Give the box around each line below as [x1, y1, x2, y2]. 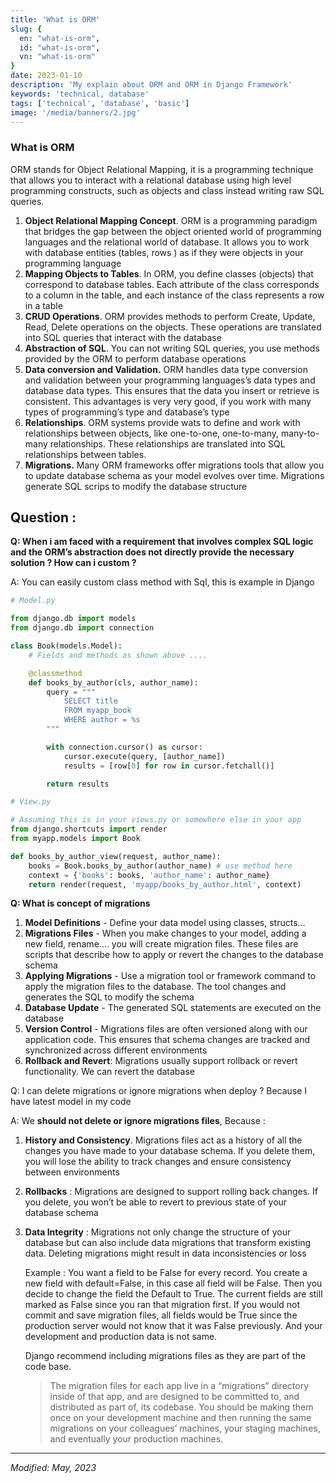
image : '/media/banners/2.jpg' [10, 107, 141, 118]
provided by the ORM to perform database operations [24, 352, 247, 365]
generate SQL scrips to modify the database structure [24, 480, 248, 492]
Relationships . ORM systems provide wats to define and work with [24, 416, 301, 428]
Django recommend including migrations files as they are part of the [24, 1350, 307, 1362]
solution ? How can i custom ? [10, 557, 137, 569]
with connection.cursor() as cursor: [46, 742, 203, 752]
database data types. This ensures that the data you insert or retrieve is [24, 384, 320, 396]
